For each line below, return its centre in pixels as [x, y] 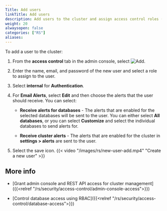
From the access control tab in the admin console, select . [79, 61]
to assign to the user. [34, 76]
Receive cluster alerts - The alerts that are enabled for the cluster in [90, 136]
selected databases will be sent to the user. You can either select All [90, 115]
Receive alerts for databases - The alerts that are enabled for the [87, 110]
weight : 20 [16, 24]
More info [20, 172]
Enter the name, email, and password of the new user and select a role [85, 70]
